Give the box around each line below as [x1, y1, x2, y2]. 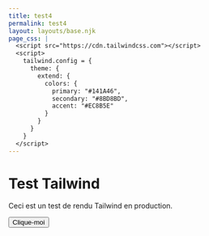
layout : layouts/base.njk [8, 27, 96, 35]
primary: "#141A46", [51, 86, 122, 95]
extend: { [37, 72, 70, 80]
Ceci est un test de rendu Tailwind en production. [8, 201, 173, 211]
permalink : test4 [8, 19, 67, 27]
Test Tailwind [8, 175, 100, 192]
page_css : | [8, 34, 49, 43]
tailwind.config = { [23, 57, 92, 65]
